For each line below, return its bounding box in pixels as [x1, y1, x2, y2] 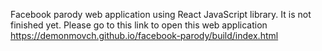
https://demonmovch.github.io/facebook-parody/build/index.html [10, 30, 279, 41]
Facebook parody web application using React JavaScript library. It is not [10, 9, 312, 20]
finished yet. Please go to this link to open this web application [10, 19, 268, 31]
